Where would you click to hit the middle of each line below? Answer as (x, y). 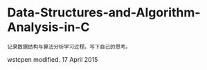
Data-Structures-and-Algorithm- (104, 13)
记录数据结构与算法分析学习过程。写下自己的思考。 (69, 47)
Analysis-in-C (48, 27)
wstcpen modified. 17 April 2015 (53, 59)
